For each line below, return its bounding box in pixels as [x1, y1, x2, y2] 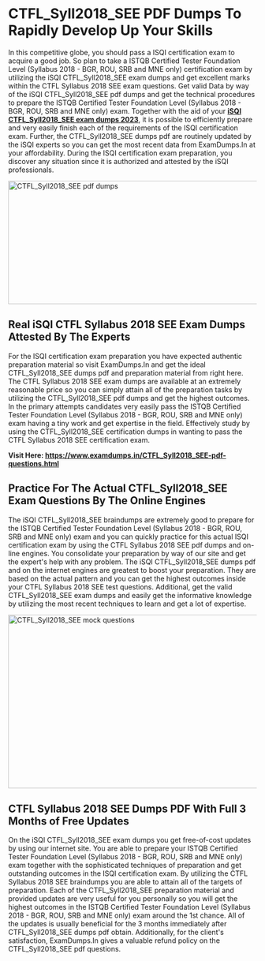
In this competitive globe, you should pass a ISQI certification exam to [8, 47, 235, 57]
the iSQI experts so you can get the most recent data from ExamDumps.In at [8, 140, 256, 149]
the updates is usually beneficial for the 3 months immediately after [8, 919, 227, 929]
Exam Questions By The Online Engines [8, 494, 207, 507]
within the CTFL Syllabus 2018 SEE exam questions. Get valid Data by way [8, 80, 250, 91]
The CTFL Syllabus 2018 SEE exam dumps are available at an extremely [8, 376, 241, 386]
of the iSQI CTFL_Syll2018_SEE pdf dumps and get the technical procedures [8, 89, 256, 99]
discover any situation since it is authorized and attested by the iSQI [8, 156, 229, 166]
